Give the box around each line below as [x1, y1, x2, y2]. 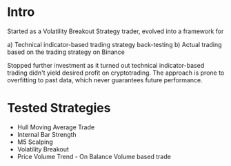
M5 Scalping [17, 138, 53, 146]
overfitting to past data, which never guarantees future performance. [7, 75, 203, 84]
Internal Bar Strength [17, 130, 77, 138]
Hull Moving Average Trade [17, 122, 95, 131]
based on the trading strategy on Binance [7, 48, 125, 56]
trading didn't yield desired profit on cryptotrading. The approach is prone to [7, 68, 225, 77]
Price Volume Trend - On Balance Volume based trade [17, 152, 171, 160]
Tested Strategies [7, 100, 111, 116]
